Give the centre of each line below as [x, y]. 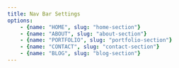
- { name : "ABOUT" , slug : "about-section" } [83, 34]
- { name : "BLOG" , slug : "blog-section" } [80, 54]
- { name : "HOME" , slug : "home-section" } [80, 27]
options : [20, 21]
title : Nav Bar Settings [44, 14]
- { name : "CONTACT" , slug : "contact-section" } [90, 47]
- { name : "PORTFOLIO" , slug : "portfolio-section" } [96, 40]
